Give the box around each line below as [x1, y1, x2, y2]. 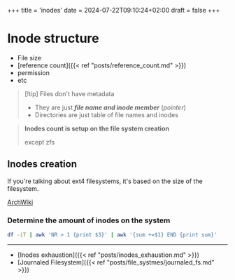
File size [17, 53, 42, 62]
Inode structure [7, 31, 99, 46]
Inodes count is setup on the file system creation [24, 124, 170, 133]
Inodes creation [7, 158, 77, 171]
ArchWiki [7, 198, 34, 206]
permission [17, 68, 50, 76]
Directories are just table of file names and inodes [34, 110, 178, 119]
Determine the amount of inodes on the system [7, 215, 171, 225]
